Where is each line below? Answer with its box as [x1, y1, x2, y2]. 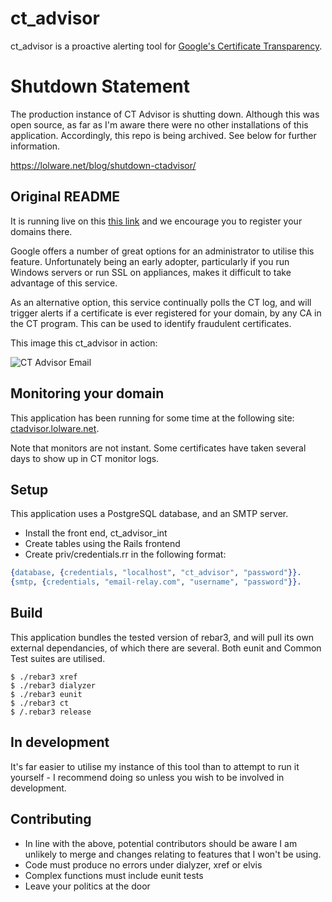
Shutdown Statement [10, 75, 191, 98]
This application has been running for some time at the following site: [10, 412, 295, 424]
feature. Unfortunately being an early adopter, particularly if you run [10, 255, 290, 267]
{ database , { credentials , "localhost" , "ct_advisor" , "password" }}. [10, 568, 302, 578]
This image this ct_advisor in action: [10, 337, 158, 349]
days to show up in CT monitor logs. [10, 452, 160, 464]
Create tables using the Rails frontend [24, 538, 181, 550]
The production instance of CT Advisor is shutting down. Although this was [10, 108, 320, 120]
